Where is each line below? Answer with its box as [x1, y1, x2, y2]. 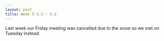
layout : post [5, 7, 32, 12]
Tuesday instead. [5, 30, 41, 36]
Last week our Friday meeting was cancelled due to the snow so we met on [5, 25, 160, 31]
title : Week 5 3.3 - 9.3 [5, 12, 57, 17]
